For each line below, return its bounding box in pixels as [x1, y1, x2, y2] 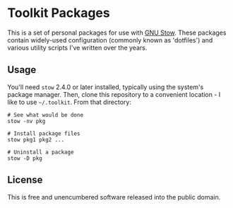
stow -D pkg [7, 154, 42, 162]
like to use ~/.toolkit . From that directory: [7, 98, 132, 106]
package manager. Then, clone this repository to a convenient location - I [7, 90, 221, 98]
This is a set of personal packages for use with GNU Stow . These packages [7, 28, 227, 37]
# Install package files [7, 129, 80, 137]
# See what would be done [7, 111, 83, 118]
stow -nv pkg [7, 117, 46, 125]
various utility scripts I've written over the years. [7, 43, 148, 52]
